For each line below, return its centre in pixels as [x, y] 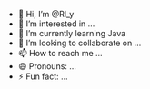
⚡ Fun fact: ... [43, 76]
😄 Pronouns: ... [47, 66]
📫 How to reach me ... [60, 53]
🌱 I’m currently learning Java [72, 33]
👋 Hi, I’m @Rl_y [46, 14]
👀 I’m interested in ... [56, 24]
